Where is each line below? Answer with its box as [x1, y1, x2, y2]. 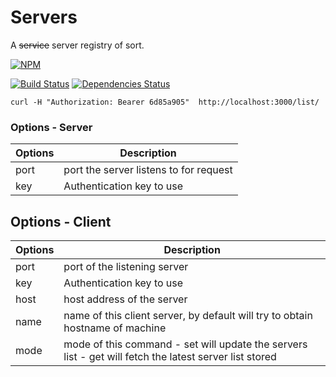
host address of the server [63, 292, 188, 306]
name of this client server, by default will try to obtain [63, 309, 313, 323]
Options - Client [10, 213, 112, 230]
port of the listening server [63, 260, 189, 274]
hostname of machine [63, 321, 167, 335]
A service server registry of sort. [10, 39, 145, 51]
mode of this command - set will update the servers [63, 337, 308, 351]
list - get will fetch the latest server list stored [63, 350, 277, 364]
